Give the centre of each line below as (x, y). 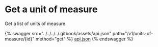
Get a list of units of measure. (36, 24)
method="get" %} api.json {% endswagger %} (84, 39)
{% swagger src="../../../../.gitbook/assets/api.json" (58, 33)
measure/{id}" (20, 39)
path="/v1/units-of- (133, 33)
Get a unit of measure (51, 9)
